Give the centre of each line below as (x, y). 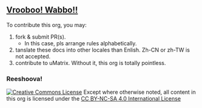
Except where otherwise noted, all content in (140, 92)
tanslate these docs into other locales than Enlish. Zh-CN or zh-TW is (103, 50)
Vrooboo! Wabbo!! (42, 10)
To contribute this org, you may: (47, 25)
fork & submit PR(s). (40, 37)
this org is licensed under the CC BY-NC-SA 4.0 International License (94, 99)
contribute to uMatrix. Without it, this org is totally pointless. (91, 63)
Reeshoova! (24, 79)
